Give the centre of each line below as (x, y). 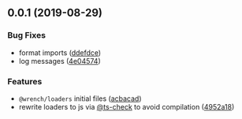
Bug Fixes (27, 35)
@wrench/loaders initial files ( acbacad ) (80, 99)
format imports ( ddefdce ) (60, 52)
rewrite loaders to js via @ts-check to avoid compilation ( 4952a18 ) (127, 106)
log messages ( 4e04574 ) (60, 61)
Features (25, 81)
